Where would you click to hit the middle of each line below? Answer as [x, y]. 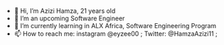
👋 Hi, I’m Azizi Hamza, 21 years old [65, 11]
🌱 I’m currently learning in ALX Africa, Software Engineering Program [115, 26]
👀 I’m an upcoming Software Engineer [69, 18]
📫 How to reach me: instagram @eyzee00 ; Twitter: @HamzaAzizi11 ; [116, 34]
